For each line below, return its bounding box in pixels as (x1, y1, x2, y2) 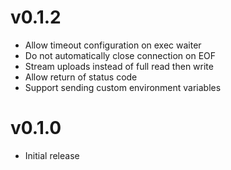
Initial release (24, 149, 80, 161)
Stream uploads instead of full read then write (24, 60, 214, 72)
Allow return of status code (24, 71, 138, 83)
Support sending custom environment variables (24, 81, 222, 93)
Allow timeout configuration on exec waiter (24, 39, 202, 51)
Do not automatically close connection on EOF (24, 49, 217, 61)
